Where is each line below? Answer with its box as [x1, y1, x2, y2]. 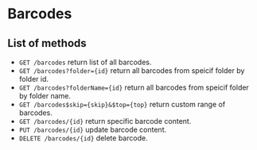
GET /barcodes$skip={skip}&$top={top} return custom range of [18, 100, 226, 109]
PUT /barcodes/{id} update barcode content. [18, 125, 167, 134]
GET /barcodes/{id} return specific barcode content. [18, 117, 192, 125]
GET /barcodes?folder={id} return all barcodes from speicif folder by [18, 66, 245, 75]
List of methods [7, 37, 87, 50]
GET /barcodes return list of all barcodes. [18, 57, 152, 67]
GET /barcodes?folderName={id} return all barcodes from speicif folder [18, 83, 250, 92]
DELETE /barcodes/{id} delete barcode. [18, 133, 148, 143]
